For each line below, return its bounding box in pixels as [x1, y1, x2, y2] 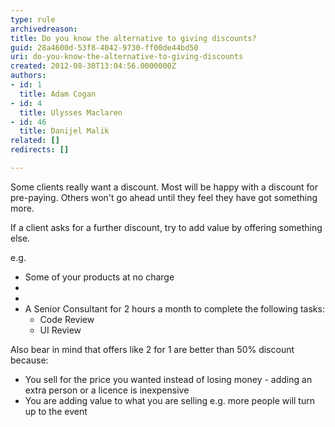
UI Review [39, 324, 82, 336]
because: [10, 354, 49, 366]
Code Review [39, 313, 95, 325]
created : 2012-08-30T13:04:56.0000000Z [10, 61, 177, 71]
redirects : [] [10, 145, 70, 155]
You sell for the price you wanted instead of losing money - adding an [24, 373, 313, 385]
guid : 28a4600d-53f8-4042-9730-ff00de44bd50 [10, 42, 199, 53]
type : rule [10, 14, 56, 25]
